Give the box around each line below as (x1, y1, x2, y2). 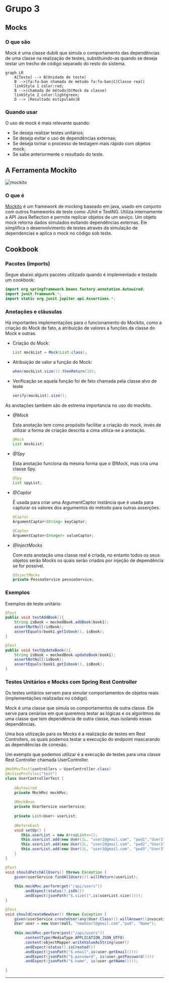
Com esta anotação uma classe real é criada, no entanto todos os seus (12, 552, 160, 558)
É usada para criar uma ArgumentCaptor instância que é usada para (12, 499, 154, 505)
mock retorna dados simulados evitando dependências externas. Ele (5, 219, 147, 225)
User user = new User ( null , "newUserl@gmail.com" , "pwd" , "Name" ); (14, 921, 156, 926)
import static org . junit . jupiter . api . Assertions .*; (5, 296, 116, 301)
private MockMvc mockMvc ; (14, 790, 69, 795)
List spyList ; (12, 481, 42, 486)
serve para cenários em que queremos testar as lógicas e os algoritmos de (5, 711, 160, 717)
